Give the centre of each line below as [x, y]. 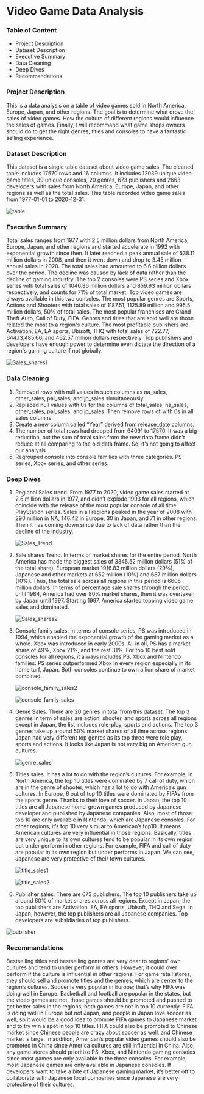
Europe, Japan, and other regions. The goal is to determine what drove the [100, 112]
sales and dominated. [42, 607]
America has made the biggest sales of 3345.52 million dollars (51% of [104, 561]
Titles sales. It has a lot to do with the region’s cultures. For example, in [104, 774]
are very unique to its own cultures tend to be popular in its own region [104, 839]
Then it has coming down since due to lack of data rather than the [98, 524]
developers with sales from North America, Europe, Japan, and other [93, 186]
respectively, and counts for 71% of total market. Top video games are [94, 292]
